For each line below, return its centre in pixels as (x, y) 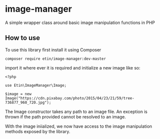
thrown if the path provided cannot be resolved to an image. (66, 116)
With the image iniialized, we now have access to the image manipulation (79, 126)
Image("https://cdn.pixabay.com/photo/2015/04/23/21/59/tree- (70, 98)
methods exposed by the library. (38, 131)
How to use (23, 38)
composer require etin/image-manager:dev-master (56, 59)
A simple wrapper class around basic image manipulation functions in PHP (80, 23)
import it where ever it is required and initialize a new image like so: (73, 68)
